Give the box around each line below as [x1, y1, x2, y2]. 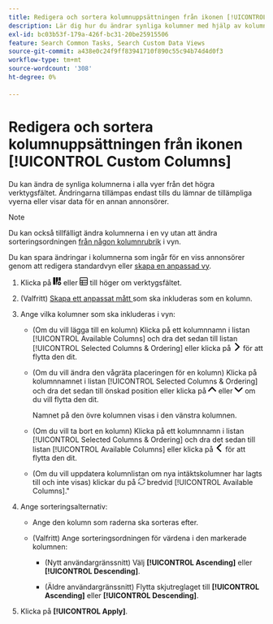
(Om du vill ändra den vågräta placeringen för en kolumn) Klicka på [32, 367, 258, 377]
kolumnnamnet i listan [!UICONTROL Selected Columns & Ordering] [32, 376, 258, 386]
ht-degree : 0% [8, 73, 57, 81]
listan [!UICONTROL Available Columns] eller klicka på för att [32, 444, 246, 454]
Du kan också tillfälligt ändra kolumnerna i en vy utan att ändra [8, 227, 218, 237]
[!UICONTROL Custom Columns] [8, 152, 232, 171]
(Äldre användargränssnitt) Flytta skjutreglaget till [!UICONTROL [44, 582, 260, 591]
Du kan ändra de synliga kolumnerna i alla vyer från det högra [8, 179, 215, 188]
